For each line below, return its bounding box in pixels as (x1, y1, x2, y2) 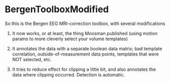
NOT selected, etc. (12, 56, 52, 62)
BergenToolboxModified (5, 4, 109, 15)
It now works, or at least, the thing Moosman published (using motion (12, 30, 158, 36)
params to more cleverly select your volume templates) (12, 36, 128, 42)
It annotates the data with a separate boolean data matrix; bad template (12, 45, 162, 51)
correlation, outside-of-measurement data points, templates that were (12, 51, 159, 57)
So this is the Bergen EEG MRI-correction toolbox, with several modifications (5, 20, 165, 26)
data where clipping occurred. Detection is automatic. (12, 71, 125, 77)
